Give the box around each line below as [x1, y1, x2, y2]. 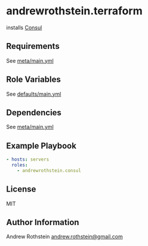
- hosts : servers [6, 156, 50, 162]
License [6, 184, 36, 195]
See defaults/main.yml [6, 90, 61, 97]
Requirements [6, 41, 60, 51]
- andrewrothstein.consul [17, 167, 82, 174]
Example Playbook [6, 140, 76, 150]
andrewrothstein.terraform [6, 4, 143, 18]
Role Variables [6, 75, 61, 85]
